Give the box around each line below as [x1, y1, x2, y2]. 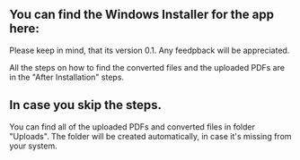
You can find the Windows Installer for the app [9, 7, 274, 22]
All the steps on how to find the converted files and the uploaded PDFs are [9, 62, 286, 72]
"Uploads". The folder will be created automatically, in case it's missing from [9, 131, 292, 141]
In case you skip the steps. [9, 97, 163, 113]
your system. [9, 140, 58, 151]
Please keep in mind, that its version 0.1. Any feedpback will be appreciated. [9, 45, 290, 55]
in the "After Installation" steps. [9, 72, 124, 82]
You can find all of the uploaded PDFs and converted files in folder [9, 121, 256, 132]
